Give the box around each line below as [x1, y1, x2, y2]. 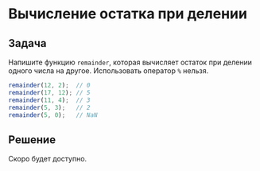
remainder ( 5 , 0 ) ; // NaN [8, 111, 98, 119]
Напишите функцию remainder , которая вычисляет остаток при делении [8, 57, 252, 67]
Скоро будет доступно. [8, 154, 87, 164]
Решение [8, 133, 56, 146]
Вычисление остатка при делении [8, 5, 248, 23]
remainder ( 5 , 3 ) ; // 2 [8, 103, 91, 111]
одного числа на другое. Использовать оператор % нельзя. [8, 66, 209, 76]
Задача [8, 37, 47, 50]
